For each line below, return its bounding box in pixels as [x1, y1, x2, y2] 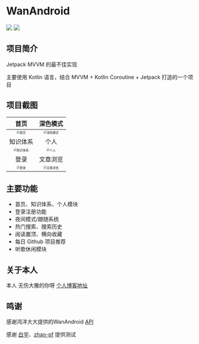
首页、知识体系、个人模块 [14, 201, 78, 208]
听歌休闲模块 [14, 246, 47, 253]
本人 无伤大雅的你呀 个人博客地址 [6, 282, 88, 289]
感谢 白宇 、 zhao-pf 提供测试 [6, 331, 76, 338]
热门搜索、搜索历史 [14, 223, 63, 230]
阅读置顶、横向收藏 [14, 231, 63, 238]
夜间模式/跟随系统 [14, 216, 59, 223]
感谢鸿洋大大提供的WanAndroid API [6, 318, 94, 325]
